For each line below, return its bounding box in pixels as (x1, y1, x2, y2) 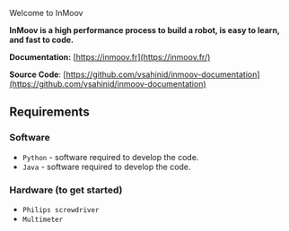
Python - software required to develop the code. (22, 151, 199, 162)
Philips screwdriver (22, 205, 100, 214)
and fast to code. (9, 35, 74, 45)
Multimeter (22, 215, 64, 224)
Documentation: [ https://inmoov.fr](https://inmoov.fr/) (9, 52, 211, 62)
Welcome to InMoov (9, 8, 83, 18)
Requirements (9, 105, 90, 120)
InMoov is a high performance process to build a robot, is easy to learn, (9, 25, 280, 35)
